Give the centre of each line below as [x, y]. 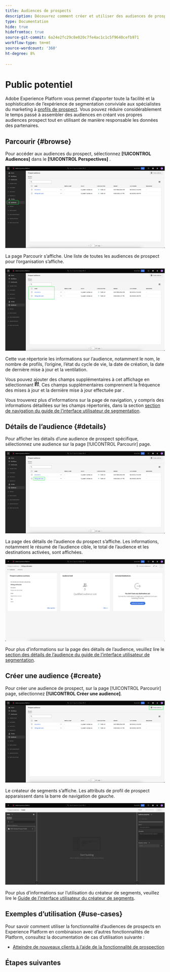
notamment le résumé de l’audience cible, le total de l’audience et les [77, 547]
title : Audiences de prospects [38, 11]
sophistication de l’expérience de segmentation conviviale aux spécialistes [83, 104]
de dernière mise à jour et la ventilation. [46, 369]
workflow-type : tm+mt [28, 43]
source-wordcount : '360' [31, 48]
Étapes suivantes [33, 963]
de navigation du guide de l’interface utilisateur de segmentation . [73, 410]
